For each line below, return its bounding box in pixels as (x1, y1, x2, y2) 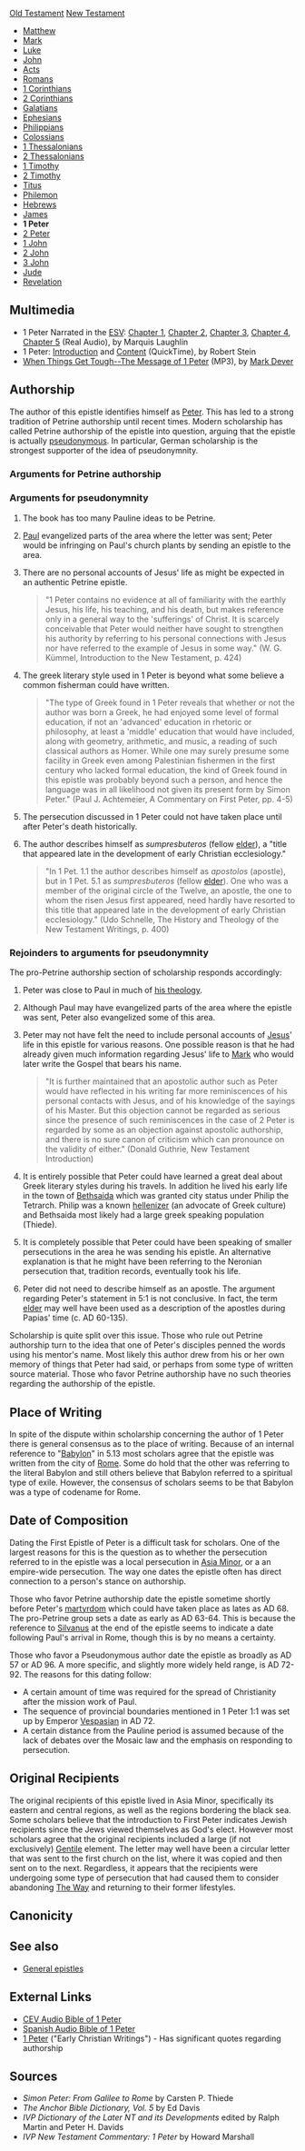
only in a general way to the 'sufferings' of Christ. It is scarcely (44, 613, 280, 624)
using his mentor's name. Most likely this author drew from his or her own (9, 1349, 285, 1360)
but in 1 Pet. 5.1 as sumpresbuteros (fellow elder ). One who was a (44, 875, 289, 886)
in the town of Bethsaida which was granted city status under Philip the (22, 1190, 289, 1201)
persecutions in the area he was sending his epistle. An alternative (22, 1247, 271, 1258)
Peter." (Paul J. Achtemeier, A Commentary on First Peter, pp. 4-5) (44, 793, 293, 804)
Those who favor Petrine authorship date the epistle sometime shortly (9, 1593, 271, 1604)
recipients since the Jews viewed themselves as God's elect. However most (9, 1824, 293, 1835)
